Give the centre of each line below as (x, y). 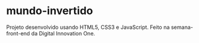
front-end (18, 33)
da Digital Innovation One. (63, 33)
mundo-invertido (50, 11)
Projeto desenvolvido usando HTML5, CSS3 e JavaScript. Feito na (88, 27)
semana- (182, 27)
